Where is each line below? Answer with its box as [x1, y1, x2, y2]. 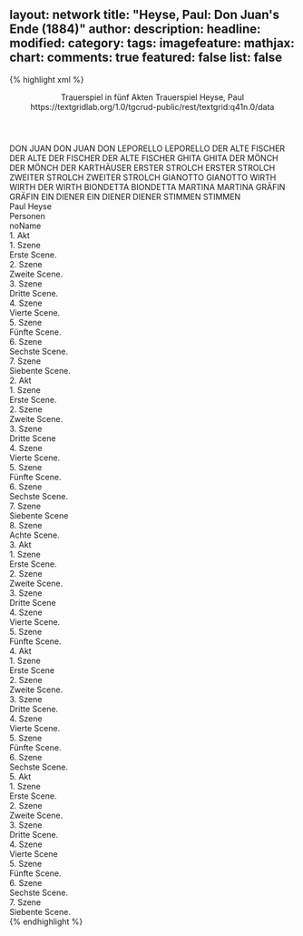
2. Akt [9, 375, 32, 386]
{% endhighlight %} [9, 916, 83, 927]
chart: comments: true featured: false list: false [9, 50, 283, 65]
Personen [9, 210, 45, 221]
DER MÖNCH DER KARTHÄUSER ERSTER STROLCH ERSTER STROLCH [9, 162, 276, 173]
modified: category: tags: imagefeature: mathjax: [9, 35, 295, 51]
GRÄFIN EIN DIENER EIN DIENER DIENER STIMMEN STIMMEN [9, 191, 241, 202]
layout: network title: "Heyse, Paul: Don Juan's [9, 7, 279, 23]
